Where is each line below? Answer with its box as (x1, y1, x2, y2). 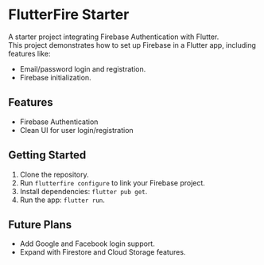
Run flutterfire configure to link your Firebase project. (19, 177, 205, 188)
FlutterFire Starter (8, 6, 130, 24)
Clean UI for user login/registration (19, 125, 134, 134)
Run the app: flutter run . (19, 195, 106, 205)
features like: (8, 49, 51, 58)
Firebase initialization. (19, 72, 91, 82)
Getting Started (8, 149, 87, 162)
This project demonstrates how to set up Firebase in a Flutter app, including (8, 40, 257, 49)
